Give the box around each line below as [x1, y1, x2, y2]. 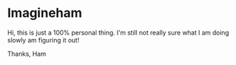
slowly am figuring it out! [7, 35, 79, 44]
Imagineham [7, 5, 83, 21]
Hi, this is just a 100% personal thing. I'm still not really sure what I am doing [7, 28, 229, 37]
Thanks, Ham [7, 49, 47, 58]
